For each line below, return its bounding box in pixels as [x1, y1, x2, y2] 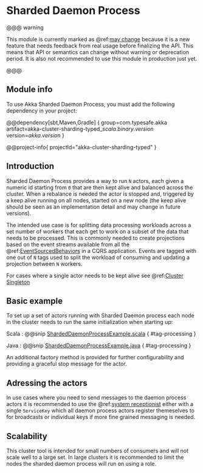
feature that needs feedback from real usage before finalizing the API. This [6, 42, 193, 49]
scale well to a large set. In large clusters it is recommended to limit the [6, 454, 184, 461]
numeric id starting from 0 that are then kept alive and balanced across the [6, 184, 193, 191]
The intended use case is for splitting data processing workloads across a [6, 221, 191, 229]
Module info [6, 85, 53, 95]
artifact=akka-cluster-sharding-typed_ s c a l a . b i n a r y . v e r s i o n [6, 125, 154, 133]
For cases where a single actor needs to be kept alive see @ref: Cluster [6, 272, 184, 279]
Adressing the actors [6, 378, 88, 388]
